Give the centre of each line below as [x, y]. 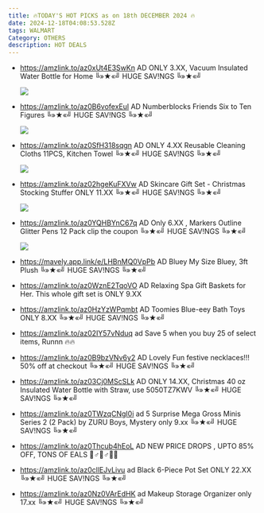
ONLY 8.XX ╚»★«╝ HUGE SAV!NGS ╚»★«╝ [92, 318]
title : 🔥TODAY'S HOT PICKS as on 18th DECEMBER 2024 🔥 [102, 16]
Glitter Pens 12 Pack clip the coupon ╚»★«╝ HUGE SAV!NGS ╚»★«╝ [133, 231]
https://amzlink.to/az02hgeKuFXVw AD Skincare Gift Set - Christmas [132, 185]
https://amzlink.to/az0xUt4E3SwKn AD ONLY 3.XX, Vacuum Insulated [134, 68]
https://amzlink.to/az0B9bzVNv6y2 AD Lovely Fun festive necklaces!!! [135, 358]
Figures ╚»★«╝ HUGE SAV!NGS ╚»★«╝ [86, 115]
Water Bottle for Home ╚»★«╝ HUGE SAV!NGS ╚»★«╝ [111, 76]
